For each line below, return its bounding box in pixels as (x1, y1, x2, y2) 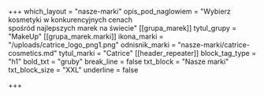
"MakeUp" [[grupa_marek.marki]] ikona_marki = (8, 31, 164, 41)
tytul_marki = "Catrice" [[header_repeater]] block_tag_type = (58, 49, 257, 57)
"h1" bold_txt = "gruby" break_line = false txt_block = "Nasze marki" (8, 57, 229, 66)
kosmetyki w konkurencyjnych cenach (8, 15, 132, 24)
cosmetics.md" (8, 49, 58, 57)
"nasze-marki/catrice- (177, 40, 251, 50)
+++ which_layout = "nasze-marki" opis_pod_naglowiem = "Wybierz (8, 7, 231, 16)
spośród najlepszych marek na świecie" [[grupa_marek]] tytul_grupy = (8, 24, 237, 32)
